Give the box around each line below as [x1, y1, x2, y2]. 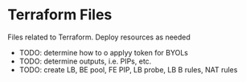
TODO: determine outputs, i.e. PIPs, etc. [18, 56, 152, 66]
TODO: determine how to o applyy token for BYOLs [18, 47, 188, 57]
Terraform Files [7, 6, 113, 24]
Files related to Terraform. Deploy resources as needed [7, 32, 191, 42]
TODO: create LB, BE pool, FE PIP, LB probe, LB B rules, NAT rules [18, 64, 238, 74]
